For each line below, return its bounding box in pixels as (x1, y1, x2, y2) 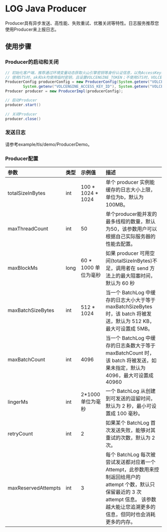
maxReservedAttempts (7, 484, 61, 491)
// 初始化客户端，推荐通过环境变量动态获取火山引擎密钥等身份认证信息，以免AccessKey (5, 70, 162, 75)
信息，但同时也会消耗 (105, 511, 156, 518)
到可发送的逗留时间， (105, 395, 156, 402)
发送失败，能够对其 (110, 427, 156, 434)
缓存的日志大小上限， (105, 186, 156, 193)
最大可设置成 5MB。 (105, 325, 153, 332)
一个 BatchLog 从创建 (105, 387, 156, 394)
